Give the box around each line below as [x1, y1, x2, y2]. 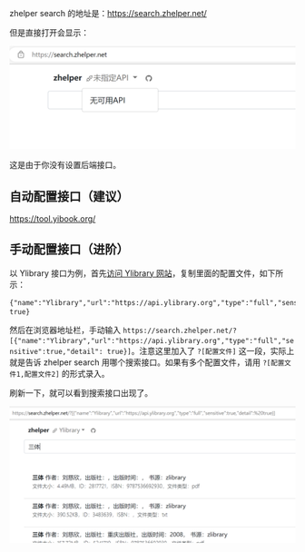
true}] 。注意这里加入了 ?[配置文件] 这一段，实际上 [106, 345, 295, 356]
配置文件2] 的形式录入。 [24, 368, 111, 379]
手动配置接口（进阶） [9, 241, 129, 257]
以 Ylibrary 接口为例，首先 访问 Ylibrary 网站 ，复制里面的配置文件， [9, 267, 261, 279]
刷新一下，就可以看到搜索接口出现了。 [9, 387, 152, 398]
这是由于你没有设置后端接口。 [9, 160, 121, 171]
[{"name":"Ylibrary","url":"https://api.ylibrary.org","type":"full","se [9, 336, 295, 345]
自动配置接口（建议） [9, 189, 129, 204]
